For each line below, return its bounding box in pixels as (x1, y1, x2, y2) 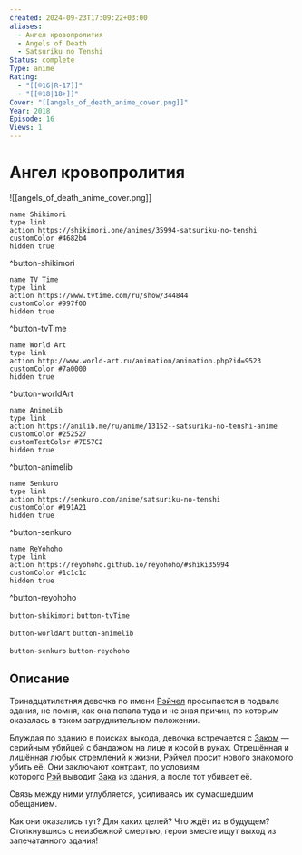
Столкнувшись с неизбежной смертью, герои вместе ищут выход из (9, 825, 277, 836)
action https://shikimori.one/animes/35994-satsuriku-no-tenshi (9, 225, 258, 234)
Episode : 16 (9, 114, 54, 124)
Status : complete (9, 55, 75, 65)
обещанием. (9, 798, 57, 809)
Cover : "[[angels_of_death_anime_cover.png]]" (9, 97, 189, 107)
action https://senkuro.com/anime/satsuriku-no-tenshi (9, 494, 221, 504)
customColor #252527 (9, 429, 88, 439)
